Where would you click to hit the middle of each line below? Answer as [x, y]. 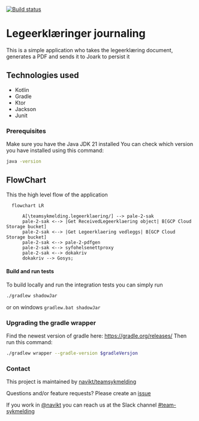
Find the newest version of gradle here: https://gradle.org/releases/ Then [97, 336]
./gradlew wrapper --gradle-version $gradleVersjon [72, 353]
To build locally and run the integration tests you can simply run [85, 285]
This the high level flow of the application [57, 195]
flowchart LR [28, 205]
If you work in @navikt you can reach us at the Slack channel [82, 405]
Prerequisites [26, 131]
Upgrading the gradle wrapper [51, 323]
